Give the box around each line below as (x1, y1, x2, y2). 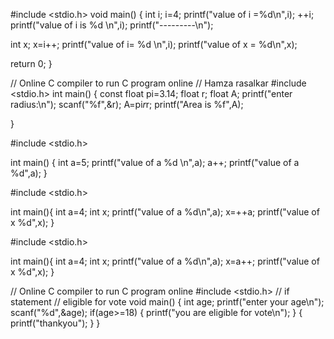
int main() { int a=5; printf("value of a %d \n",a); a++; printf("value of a (10, 157, 300, 168)
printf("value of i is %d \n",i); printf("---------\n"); (10, 19, 214, 31)
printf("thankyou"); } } (10, 317, 101, 329)
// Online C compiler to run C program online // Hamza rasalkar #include (10, 77, 307, 89)
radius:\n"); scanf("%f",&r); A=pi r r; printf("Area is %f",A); (10, 99, 244, 110)
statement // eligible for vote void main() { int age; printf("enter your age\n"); (10, 296, 325, 308)
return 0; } (10, 58, 53, 69)
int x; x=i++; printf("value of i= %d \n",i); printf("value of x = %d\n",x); (10, 39, 298, 50)
